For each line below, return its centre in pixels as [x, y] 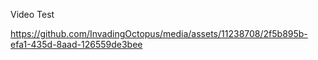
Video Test [32, 14]
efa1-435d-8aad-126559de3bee [76, 44]
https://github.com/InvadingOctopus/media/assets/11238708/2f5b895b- [159, 33]
